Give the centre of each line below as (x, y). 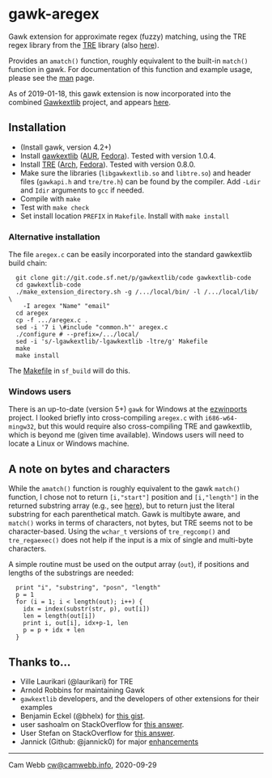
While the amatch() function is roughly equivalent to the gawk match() (124, 488)
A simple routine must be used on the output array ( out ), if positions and (129, 564)
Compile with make (50, 198)
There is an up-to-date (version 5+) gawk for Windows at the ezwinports (128, 409)
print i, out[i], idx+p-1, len (76, 624)
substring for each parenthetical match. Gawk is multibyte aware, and (124, 514)
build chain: (28, 263)
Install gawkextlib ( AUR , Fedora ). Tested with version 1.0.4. (118, 155)
